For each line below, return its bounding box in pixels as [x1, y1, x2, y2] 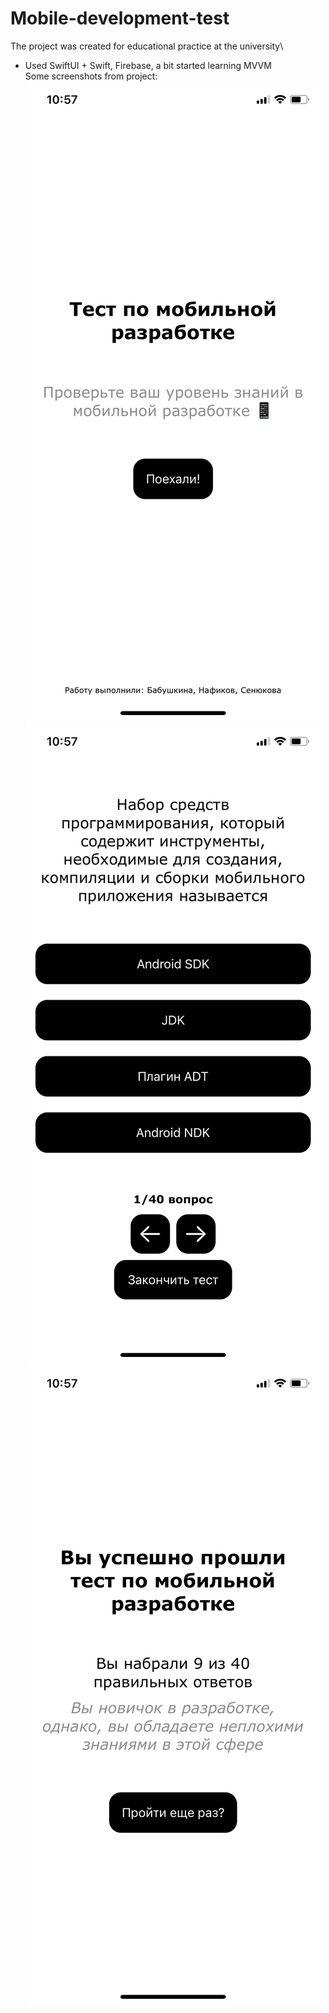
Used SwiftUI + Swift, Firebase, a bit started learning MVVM [24, 59, 272, 71]
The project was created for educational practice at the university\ [10, 40, 284, 52]
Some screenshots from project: [24, 70, 158, 82]
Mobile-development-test [10, 7, 230, 30]
